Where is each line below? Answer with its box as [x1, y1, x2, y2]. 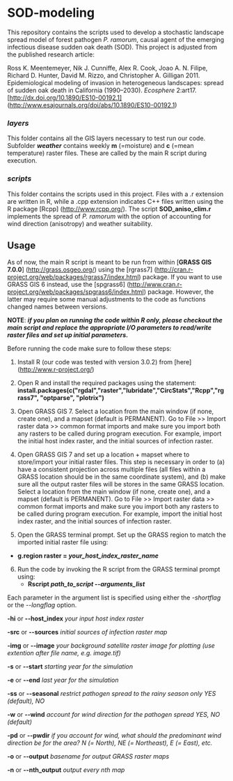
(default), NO [7, 697, 45, 706]
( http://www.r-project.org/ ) [17, 365, 95, 374]
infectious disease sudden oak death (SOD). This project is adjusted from [7, 43, 218, 51]
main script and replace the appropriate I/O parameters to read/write [7, 323, 212, 332]
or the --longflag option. [7, 601, 77, 609]
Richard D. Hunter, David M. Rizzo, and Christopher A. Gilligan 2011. [7, 71, 200, 80]
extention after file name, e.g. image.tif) [7, 649, 122, 657]
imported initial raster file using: [17, 538, 109, 546]
